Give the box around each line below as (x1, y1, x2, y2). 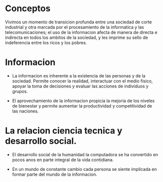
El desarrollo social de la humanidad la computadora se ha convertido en (12, 151, 158, 157)
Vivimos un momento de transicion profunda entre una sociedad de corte (5, 19, 152, 25)
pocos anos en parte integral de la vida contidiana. (12, 157, 114, 163)
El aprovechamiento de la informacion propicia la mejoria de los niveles (12, 98, 155, 104)
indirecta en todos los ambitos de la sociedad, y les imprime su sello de (5, 35, 148, 40)
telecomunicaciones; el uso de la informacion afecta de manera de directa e (5, 29, 158, 35)
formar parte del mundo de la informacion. (12, 171, 97, 177)
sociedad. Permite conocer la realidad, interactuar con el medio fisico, (12, 78, 153, 84)
